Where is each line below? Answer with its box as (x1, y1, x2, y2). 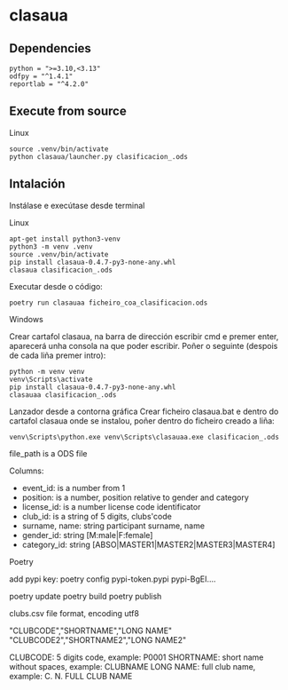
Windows (9, 313, 44, 324)
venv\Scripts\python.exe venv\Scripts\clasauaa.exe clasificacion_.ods (9, 432, 279, 441)
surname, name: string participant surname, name (21, 520, 206, 531)
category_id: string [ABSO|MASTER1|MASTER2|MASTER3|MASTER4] (21, 539, 276, 550)
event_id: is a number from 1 (21, 482, 126, 493)
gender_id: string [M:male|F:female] (21, 529, 153, 540)
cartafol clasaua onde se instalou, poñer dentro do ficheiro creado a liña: (9, 415, 275, 426)
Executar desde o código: (9, 281, 104, 291)
